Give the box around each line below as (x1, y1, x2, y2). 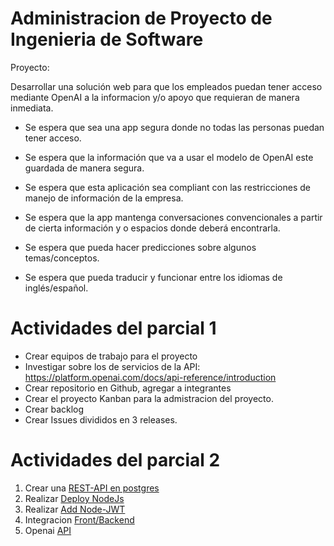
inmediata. (10, 102, 54, 114)
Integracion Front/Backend (24, 513, 135, 526)
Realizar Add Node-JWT (24, 503, 126, 515)
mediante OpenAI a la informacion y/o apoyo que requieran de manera (10, 91, 300, 103)
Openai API (24, 524, 72, 536)
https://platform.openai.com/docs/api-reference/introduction (24, 371, 277, 383)
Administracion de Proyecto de (10, 7, 273, 30)
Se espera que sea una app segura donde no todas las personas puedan (24, 121, 325, 133)
